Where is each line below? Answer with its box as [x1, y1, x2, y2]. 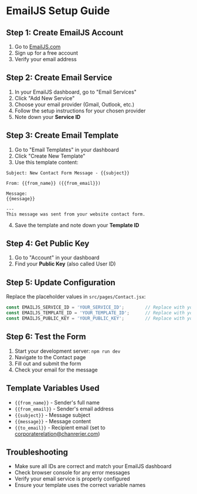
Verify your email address [14, 56, 77, 62]
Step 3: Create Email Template [6, 131, 119, 141]
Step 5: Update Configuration [6, 277, 116, 287]
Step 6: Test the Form [6, 331, 86, 342]
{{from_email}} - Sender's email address [14, 405, 114, 412]
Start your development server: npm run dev [14, 347, 121, 354]
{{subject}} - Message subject [14, 411, 91, 419]
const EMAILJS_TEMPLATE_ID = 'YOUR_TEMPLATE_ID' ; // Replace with [6, 310, 185, 316]
